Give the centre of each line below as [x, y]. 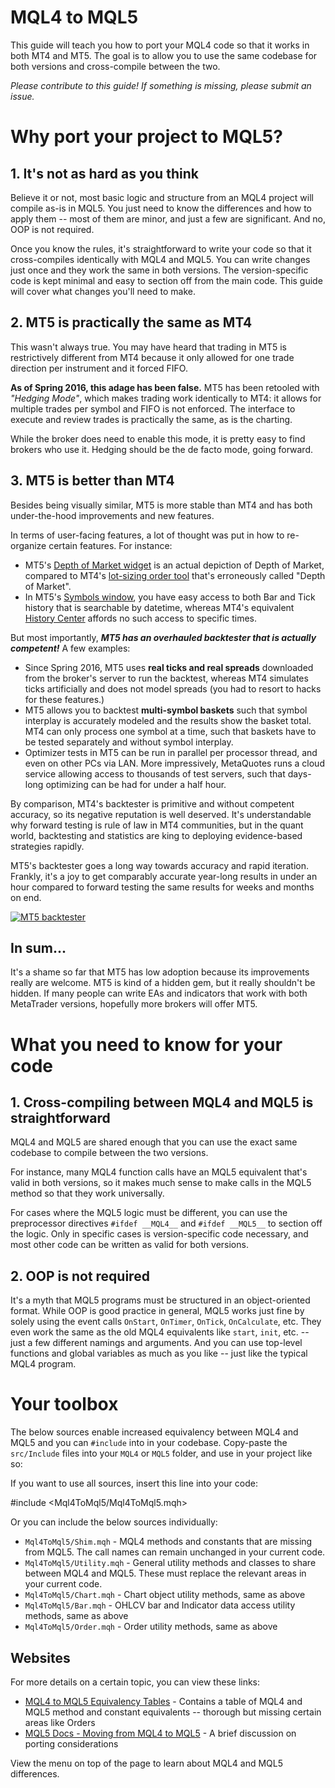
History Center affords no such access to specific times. [141, 618]
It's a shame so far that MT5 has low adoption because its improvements [160, 972]
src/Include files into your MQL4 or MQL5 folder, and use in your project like [161, 1453]
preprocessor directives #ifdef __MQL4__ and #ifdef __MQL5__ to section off [166, 1223]
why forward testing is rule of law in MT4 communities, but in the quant [157, 825]
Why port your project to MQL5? [146, 137]
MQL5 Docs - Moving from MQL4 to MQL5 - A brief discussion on [160, 1733]
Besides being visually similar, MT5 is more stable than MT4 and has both [161, 505]
